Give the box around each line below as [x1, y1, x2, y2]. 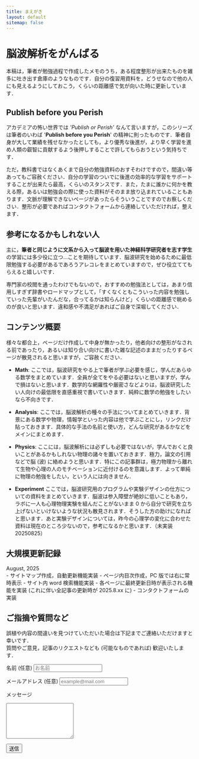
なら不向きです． [14, 396, 57, 403]
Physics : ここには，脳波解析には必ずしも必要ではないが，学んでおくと [14, 443, 188, 450]
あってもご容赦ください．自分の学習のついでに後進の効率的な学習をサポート [6, 173, 192, 180]
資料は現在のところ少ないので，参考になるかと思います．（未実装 [14, 522, 173, 529]
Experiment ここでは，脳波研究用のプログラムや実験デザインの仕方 [14, 485, 181, 492]
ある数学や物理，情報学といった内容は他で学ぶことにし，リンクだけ [25, 415, 191, 423]
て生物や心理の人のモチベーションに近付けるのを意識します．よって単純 [14, 465, 191, 472]
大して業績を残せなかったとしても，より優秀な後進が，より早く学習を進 [16, 138, 192, 146]
